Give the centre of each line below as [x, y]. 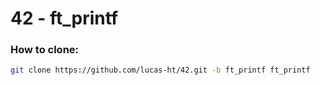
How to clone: [45, 50]
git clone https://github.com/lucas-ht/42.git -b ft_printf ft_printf [160, 70]
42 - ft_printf [64, 18]
